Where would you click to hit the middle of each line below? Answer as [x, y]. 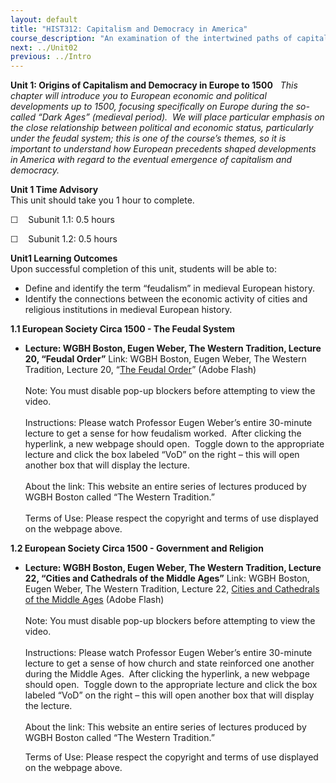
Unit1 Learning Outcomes [64, 258]
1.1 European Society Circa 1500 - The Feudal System [123, 329]
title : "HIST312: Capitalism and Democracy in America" [129, 29]
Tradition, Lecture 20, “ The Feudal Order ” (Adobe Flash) [140, 370]
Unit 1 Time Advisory [54, 190]
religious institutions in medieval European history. [128, 310]
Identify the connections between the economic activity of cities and [166, 299]
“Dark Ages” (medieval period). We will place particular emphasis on [181, 117]
